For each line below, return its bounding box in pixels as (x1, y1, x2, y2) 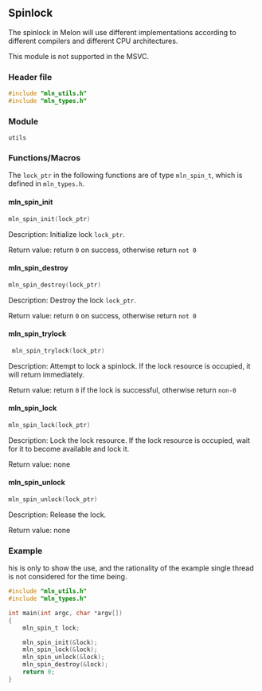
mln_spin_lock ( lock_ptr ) (8, 421, 91, 429)
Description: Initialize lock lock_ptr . (8, 229, 126, 239)
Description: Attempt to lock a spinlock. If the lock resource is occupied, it (8, 361, 251, 370)
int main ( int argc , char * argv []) (8, 609, 123, 617)
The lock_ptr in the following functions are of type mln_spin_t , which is (8, 171, 243, 180)
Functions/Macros (8, 152, 81, 164)
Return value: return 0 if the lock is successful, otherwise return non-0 (8, 385, 237, 394)
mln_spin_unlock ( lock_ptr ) (8, 495, 98, 503)
